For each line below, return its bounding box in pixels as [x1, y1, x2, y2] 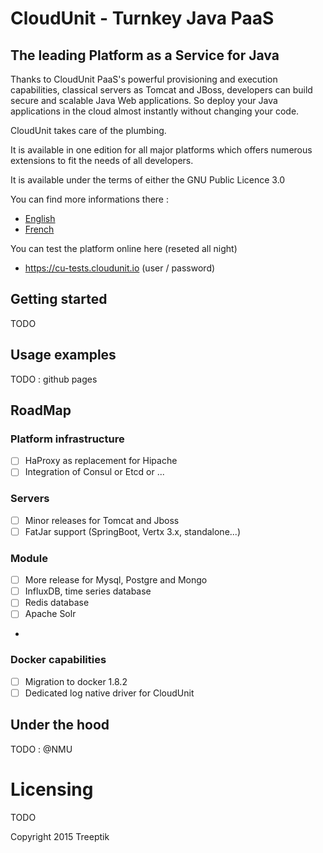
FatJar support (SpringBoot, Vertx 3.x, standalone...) [24, 525, 242, 537]
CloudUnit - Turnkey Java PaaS [10, 7, 275, 30]
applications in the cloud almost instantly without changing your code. [10, 105, 300, 117]
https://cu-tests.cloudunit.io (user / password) [24, 262, 216, 274]
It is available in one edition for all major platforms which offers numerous [10, 144, 313, 156]
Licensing [10, 778, 94, 801]
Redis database [24, 597, 90, 609]
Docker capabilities [10, 653, 107, 667]
